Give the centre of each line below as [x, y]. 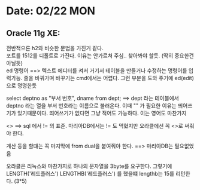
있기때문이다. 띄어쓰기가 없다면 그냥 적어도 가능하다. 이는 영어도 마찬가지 [102, 113]
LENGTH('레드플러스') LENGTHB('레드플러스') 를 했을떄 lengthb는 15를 [90, 174]
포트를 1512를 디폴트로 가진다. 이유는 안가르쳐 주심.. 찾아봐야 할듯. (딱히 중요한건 [100, 56]
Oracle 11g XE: [33, 33]
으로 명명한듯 [22, 85]
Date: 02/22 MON [51, 11]
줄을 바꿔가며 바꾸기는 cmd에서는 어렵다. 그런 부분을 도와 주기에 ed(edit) [109, 78]
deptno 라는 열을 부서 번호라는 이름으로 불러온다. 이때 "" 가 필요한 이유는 [91, 105]
